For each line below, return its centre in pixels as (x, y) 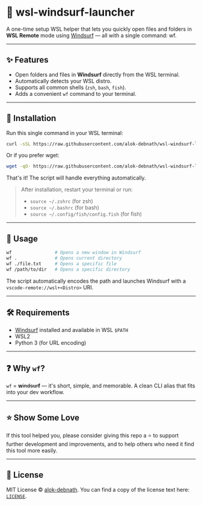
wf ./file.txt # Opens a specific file (62, 264)
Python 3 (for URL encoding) (50, 343)
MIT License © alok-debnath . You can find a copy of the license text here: (98, 489)
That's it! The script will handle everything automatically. (76, 178)
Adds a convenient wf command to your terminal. (75, 93)
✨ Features (27, 60)
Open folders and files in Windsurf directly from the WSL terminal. (97, 74)
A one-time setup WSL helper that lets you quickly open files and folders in (99, 29)
